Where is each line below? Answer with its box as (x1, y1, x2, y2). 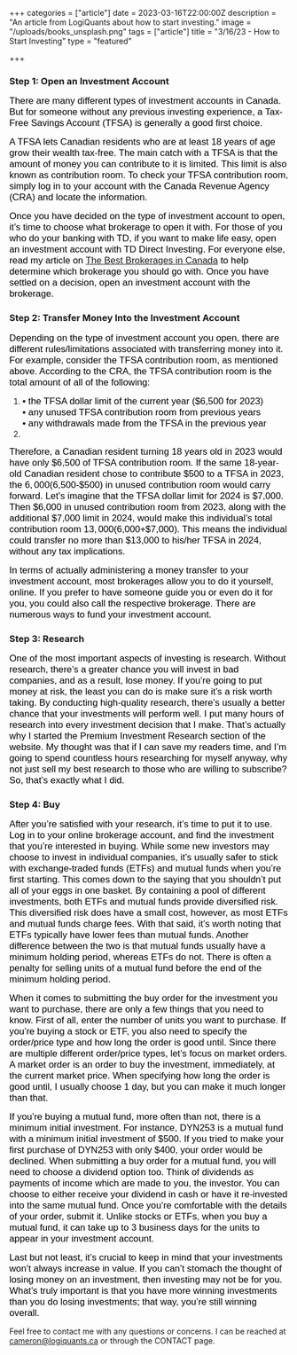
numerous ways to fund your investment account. (9, 608, 212, 620)
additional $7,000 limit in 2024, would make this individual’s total (9, 512, 273, 524)
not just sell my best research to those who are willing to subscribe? (9, 763, 287, 775)
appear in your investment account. (9, 1233, 155, 1245)
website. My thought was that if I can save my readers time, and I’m (9, 740, 286, 753)
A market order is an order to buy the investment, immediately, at (9, 1059, 276, 1071)
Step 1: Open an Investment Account (9, 74, 170, 87)
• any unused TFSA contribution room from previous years (21, 406, 262, 418)
